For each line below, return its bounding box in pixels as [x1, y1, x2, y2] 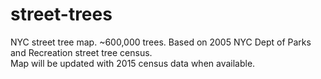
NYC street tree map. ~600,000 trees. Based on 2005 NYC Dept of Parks [10, 36, 312, 48]
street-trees [10, 3, 113, 26]
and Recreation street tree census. [10, 46, 153, 58]
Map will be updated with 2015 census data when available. [10, 57, 256, 69]
